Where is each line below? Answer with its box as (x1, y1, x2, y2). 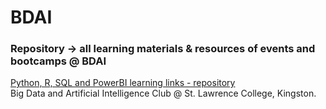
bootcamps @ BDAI (10, 54, 107, 68)
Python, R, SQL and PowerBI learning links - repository (10, 77, 236, 89)
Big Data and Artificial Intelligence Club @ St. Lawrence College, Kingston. (10, 87, 317, 100)
